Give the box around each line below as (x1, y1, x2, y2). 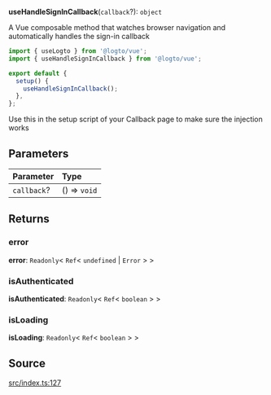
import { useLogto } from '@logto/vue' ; (8, 47, 148, 55)
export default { (8, 69, 68, 77)
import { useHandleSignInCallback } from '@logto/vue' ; (8, 55, 202, 63)
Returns (8, 212, 50, 226)
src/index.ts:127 (8, 378, 62, 388)
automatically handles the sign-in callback (8, 32, 151, 41)
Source (8, 356, 46, 370)
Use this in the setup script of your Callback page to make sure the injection (8, 114, 263, 125)
